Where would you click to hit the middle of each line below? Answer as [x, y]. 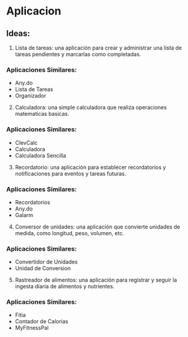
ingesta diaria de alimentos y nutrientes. [64, 286]
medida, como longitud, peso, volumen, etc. [70, 233]
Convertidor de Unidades [46, 262]
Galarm [24, 215]
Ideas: [18, 33]
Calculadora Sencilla [40, 156]
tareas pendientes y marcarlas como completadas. [78, 54]
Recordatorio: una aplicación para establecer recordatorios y [90, 167]
